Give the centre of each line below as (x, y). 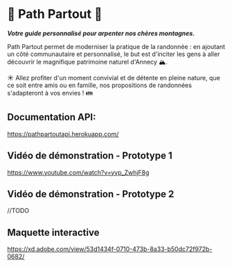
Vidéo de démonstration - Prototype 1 (90, 156)
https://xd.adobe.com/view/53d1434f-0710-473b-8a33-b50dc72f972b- (110, 249)
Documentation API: (52, 117)
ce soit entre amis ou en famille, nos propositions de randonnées (100, 85)
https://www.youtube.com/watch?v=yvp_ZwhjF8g (78, 172)
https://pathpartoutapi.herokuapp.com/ (63, 133)
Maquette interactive (53, 232)
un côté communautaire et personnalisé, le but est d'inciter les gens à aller (114, 54)
